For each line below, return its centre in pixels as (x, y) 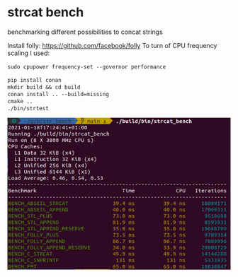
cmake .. (20, 101)
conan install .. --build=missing (58, 94)
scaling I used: (29, 53)
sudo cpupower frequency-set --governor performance (87, 67)
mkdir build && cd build (44, 87)
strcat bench (46, 12)
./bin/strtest (28, 108)
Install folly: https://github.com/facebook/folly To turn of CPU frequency (112, 45)
